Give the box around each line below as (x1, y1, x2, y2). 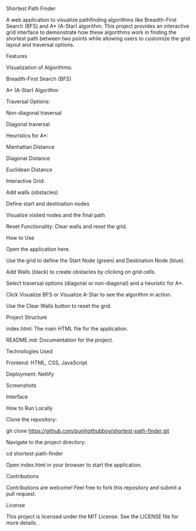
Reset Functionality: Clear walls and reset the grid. (6, 223, 128, 230)
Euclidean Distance (6, 166, 53, 173)
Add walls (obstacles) (6, 189, 59, 196)
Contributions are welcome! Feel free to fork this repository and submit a (6, 484, 181, 491)
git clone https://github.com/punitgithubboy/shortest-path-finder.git (6, 427, 170, 434)
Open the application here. (6, 246, 70, 253)
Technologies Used (6, 348, 53, 355)
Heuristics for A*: (6, 132, 49, 139)
